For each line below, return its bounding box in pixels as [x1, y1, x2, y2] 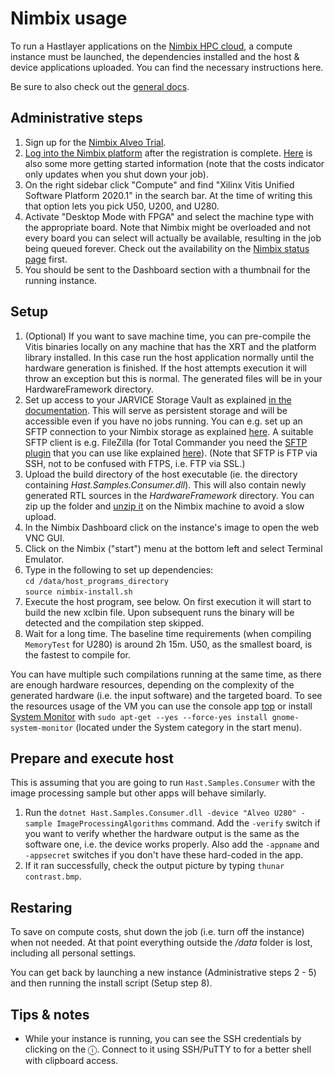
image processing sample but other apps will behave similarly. [10, 787, 267, 799]
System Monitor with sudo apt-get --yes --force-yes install [10, 710, 268, 722]
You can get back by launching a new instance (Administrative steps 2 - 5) [10, 967, 317, 979]
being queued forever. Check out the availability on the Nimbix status [24, 242, 310, 254]
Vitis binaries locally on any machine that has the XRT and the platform [24, 340, 317, 352]
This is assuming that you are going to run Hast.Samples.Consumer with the [10, 777, 316, 789]
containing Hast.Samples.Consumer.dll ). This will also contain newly [24, 478, 307, 491]
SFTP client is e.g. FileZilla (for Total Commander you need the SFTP [24, 436, 308, 448]
